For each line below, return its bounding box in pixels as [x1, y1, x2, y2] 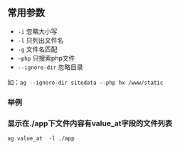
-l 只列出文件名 [17, 36, 64, 44]
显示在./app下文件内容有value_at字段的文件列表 [7, 118, 173, 128]
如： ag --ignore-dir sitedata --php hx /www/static [7, 78, 164, 86]
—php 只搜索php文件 [17, 53, 75, 62]
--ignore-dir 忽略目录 [17, 63, 83, 71]
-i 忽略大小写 [17, 27, 58, 36]
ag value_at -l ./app [7, 135, 75, 143]
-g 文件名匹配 [17, 45, 58, 53]
